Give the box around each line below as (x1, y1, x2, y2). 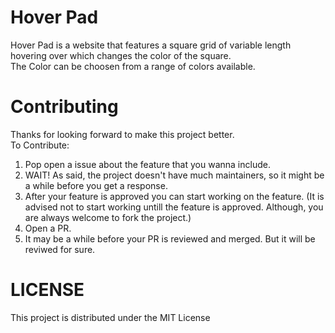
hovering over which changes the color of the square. (10, 49, 232, 61)
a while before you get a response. (24, 179, 168, 191)
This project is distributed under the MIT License (10, 311, 211, 323)
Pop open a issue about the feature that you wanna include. (24, 158, 271, 170)
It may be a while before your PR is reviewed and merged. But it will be (24, 232, 316, 245)
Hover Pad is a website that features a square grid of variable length (10, 39, 292, 51)
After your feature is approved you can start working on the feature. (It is (24, 190, 325, 202)
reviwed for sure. (24, 243, 96, 255)
